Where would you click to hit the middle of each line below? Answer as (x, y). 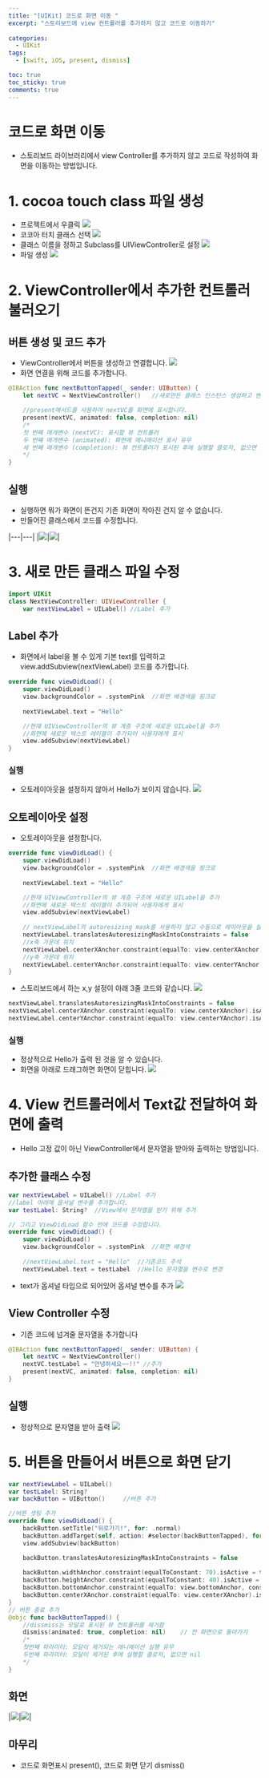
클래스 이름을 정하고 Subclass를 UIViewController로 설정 (110, 244)
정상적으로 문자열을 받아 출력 (65, 1427)
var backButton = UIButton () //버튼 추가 (82, 1499)
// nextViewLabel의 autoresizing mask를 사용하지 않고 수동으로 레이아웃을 (137, 927)
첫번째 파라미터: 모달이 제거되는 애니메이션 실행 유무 (98, 1647)
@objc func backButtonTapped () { (64, 1617)
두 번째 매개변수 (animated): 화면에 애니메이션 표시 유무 (107, 440)
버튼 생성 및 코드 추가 (57, 342)
